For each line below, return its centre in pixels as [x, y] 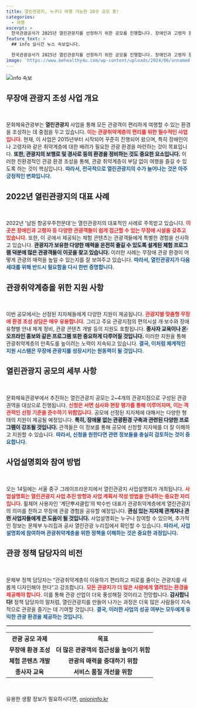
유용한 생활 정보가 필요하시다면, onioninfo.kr [57, 699]
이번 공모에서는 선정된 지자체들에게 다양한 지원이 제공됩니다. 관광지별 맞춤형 [93, 314]
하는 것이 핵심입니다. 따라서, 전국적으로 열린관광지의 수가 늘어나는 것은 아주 [102, 169]
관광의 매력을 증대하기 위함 [103, 660]
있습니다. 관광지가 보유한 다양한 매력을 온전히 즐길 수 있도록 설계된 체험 [92, 245]
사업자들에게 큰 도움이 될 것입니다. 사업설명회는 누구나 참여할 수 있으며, [93, 518]
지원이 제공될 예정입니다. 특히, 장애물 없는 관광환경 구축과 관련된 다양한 [97, 420]
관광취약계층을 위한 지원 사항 [55, 288]
